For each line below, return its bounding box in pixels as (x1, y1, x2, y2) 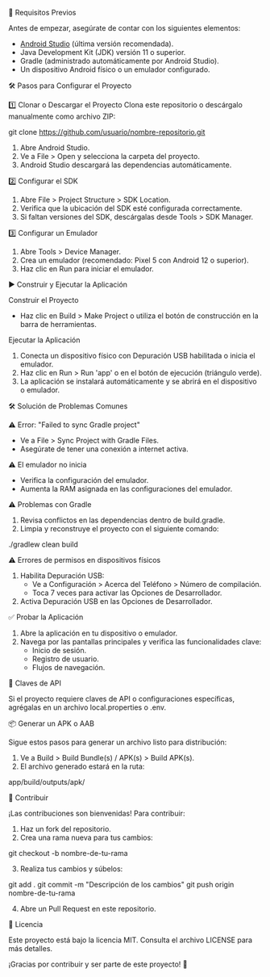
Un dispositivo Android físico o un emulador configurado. (19, 65, 211, 74)
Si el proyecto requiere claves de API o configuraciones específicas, (8, 694, 235, 703)
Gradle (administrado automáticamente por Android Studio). (19, 57, 219, 65)
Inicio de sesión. (31, 646, 87, 655)
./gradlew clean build (8, 539, 79, 549)
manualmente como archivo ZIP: (8, 111, 116, 121)
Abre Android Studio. (19, 143, 90, 153)
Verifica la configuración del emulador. (19, 476, 149, 484)
